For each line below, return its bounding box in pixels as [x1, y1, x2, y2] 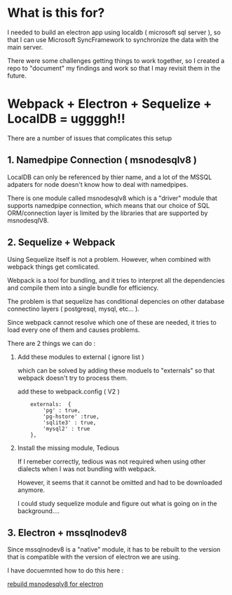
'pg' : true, [43, 407, 81, 414]
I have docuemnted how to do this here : [7, 566, 124, 575]
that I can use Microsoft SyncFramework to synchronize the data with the [7, 35, 219, 43]
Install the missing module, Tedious [17, 443, 120, 452]
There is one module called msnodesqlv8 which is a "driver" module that [7, 194, 217, 202]
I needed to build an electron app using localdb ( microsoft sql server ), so [7, 28, 221, 36]
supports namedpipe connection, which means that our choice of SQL [7, 201, 210, 209]
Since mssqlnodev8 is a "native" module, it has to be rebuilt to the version [7, 545, 221, 554]
